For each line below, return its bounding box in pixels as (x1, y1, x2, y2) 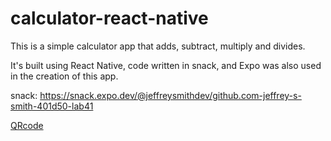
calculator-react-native (10, 7, 209, 30)
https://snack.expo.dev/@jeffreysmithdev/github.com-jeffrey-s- (39, 89, 302, 101)
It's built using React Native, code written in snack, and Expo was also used (10, 59, 322, 71)
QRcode (10, 119, 44, 131)
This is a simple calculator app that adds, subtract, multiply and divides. (10, 40, 306, 52)
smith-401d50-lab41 (10, 100, 94, 112)
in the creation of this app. (10, 70, 119, 82)
